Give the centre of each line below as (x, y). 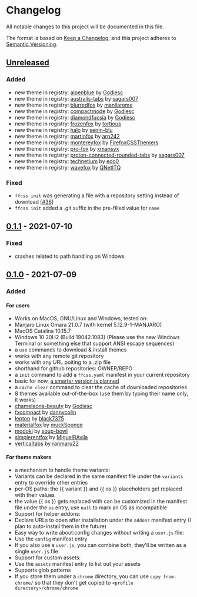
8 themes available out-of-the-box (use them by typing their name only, (101, 394)
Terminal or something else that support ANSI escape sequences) (94, 344)
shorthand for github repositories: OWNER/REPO (74, 369)
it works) (25, 400)
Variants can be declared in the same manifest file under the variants (99, 476)
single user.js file (36, 552)
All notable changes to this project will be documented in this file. (85, 26)
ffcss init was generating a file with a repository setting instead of (97, 195)
